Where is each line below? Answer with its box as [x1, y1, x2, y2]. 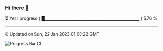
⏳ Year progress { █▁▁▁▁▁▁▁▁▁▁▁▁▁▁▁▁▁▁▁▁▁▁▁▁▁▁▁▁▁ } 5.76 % [5, 15, 158, 21]
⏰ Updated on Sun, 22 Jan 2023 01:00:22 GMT [5, 31, 99, 37]
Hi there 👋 [5, 4, 29, 11]
